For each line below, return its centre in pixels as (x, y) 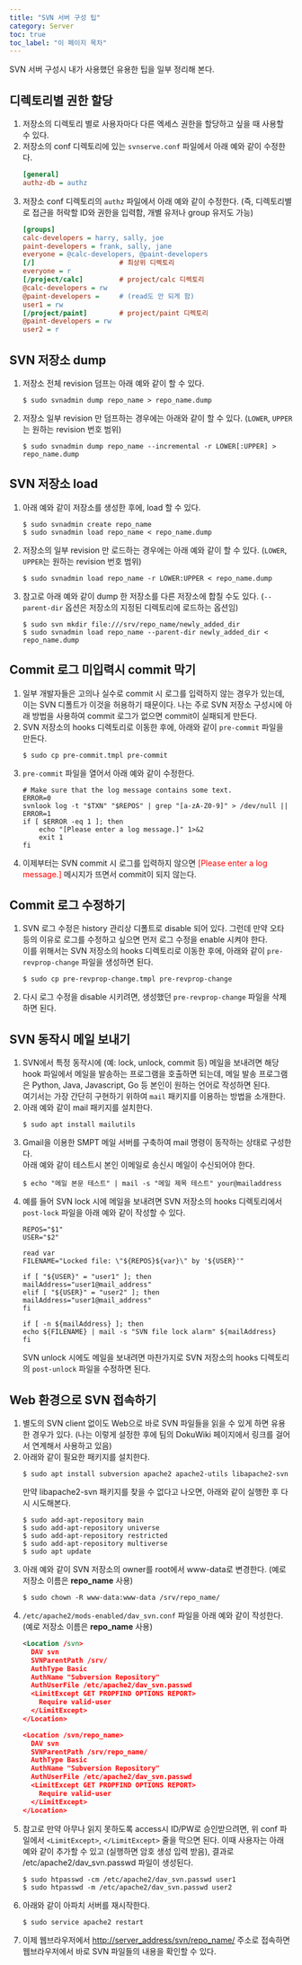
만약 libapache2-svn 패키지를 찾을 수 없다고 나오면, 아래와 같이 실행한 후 (151, 1492)
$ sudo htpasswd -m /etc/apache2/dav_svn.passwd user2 (127, 1887)
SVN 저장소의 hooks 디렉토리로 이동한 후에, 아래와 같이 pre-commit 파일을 (153, 727)
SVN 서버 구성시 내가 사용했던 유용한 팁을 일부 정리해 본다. (112, 69)
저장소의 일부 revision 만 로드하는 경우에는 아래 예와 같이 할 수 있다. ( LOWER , (155, 550)
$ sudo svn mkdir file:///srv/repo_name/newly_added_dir (131, 624)
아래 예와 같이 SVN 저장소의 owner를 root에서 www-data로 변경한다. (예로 (154, 1569)
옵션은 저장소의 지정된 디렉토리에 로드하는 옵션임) (152, 607)
